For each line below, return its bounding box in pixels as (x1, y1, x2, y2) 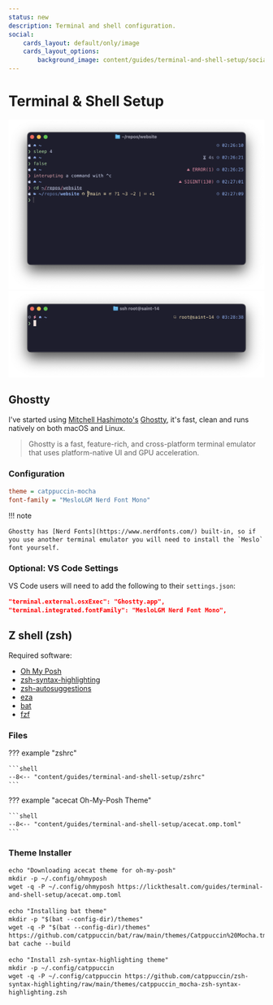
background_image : (37, 56, 100, 64)
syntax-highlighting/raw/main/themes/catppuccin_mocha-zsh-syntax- (8, 981, 242, 989)
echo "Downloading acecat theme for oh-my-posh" (8, 867, 176, 875)
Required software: (8, 650, 72, 660)
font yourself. (8, 543, 60, 552)
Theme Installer (8, 846, 72, 858)
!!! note (8, 511, 32, 520)
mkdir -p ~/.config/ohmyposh (8, 875, 107, 883)
